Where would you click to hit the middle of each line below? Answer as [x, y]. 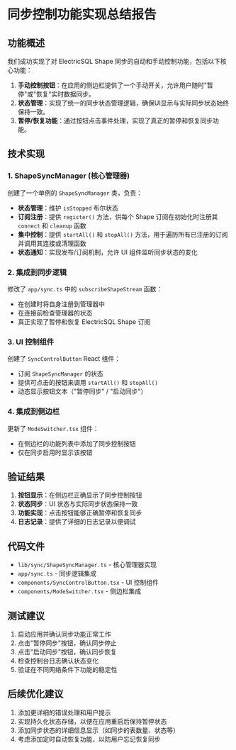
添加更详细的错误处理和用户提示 [64, 712]
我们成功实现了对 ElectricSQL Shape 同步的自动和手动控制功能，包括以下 [114, 61]
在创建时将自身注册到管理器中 [61, 304]
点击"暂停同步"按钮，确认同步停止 [67, 643]
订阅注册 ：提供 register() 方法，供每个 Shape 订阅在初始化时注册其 [118, 216]
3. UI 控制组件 [31, 342]
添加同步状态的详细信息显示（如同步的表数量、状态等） [98, 730]
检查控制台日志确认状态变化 [58, 661]
